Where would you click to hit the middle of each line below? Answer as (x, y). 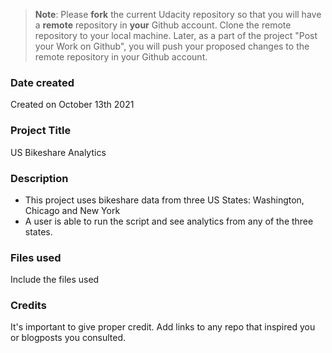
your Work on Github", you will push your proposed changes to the (172, 46)
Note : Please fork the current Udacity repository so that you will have (178, 14)
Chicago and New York (72, 210)
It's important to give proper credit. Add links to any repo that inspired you (163, 327)
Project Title (41, 131)
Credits (28, 306)
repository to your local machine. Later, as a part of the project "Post (176, 35)
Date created (42, 82)
